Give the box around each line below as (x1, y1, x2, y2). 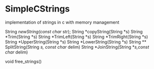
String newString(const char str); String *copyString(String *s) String (5, 28, 143, 34)
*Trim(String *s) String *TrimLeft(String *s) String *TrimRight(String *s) (5, 34, 148, 40)
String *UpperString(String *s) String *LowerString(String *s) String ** (5, 39, 147, 44)
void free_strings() (5, 58, 42, 64)
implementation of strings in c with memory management (5, 19, 120, 25)
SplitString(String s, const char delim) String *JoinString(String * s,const (5, 44, 150, 50)
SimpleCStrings (5, 3, 70, 14)
